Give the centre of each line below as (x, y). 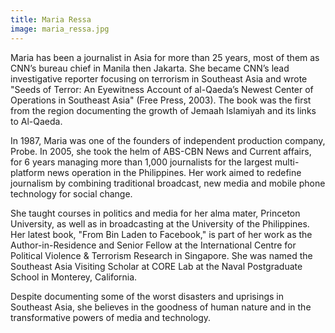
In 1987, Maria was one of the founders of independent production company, (168, 140)
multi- (287, 162)
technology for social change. (71, 193)
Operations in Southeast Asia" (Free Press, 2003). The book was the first (161, 100)
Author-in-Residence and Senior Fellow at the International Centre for (153, 245)
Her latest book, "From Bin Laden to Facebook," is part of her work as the (161, 234)
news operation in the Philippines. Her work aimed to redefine (174, 172)
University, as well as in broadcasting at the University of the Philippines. (160, 223)
